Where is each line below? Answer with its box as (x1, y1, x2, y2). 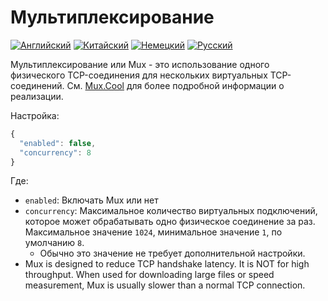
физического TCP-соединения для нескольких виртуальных (10, 69, 268, 81)
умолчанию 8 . (24, 237, 85, 249)
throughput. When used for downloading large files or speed (24, 269, 275, 281)
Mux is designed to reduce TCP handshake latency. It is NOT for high (24, 258, 310, 270)
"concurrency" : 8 (19, 147, 92, 158)
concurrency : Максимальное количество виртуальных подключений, (24, 205, 318, 217)
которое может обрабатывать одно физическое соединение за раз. (24, 216, 316, 228)
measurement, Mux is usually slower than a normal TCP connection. (24, 279, 306, 291)
